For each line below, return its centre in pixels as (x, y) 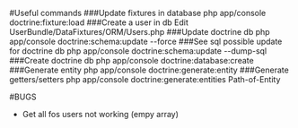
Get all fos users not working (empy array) (101, 114)
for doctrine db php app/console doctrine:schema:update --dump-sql (138, 51)
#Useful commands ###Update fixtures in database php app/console (138, 13)
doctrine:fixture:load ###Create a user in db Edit (99, 22)
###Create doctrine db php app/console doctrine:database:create (131, 60)
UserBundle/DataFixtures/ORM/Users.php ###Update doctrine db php (140, 32)
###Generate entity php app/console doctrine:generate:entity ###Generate (149, 70)
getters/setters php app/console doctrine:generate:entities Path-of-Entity (145, 79)
